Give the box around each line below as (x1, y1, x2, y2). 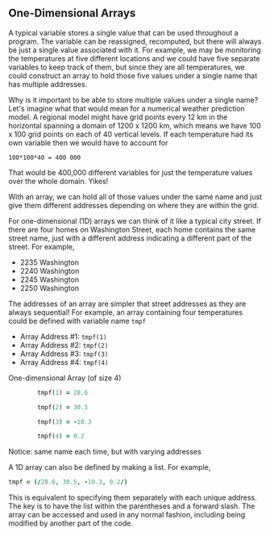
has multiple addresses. (8, 79, 88, 89)
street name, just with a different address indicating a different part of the (8, 233, 252, 243)
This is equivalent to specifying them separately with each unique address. (8, 492, 257, 503)
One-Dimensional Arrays (8, 6, 136, 20)
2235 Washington (19, 258, 79, 267)
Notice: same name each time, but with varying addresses (8, 447, 201, 457)
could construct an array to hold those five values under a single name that (8, 70, 258, 80)
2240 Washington (19, 266, 80, 275)
